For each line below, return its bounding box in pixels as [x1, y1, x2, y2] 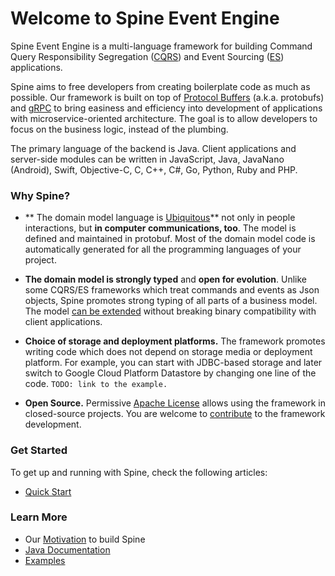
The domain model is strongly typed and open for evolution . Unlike [24, 273, 308, 286]
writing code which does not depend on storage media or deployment [24, 346, 313, 358]
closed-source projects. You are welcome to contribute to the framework [24, 408, 326, 420]
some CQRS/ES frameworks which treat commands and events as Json [24, 284, 320, 296]
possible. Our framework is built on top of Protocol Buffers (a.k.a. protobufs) [10, 91, 325, 103]
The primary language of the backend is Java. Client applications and [10, 142, 297, 154]
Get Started [10, 443, 68, 457]
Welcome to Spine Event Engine [10, 7, 280, 30]
